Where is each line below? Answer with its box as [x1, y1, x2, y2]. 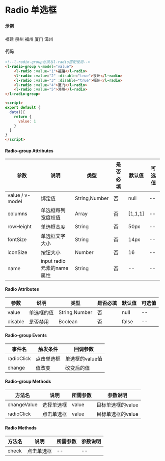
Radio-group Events [5, 333, 47, 338]
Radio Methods [5, 425, 37, 430]
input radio [41, 258, 66, 265]
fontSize [7, 236, 27, 243]
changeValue [7, 401, 38, 408]
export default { [5, 105, 41, 110]
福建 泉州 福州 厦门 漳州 [5, 36, 53, 42]
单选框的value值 [65, 355, 103, 362]
